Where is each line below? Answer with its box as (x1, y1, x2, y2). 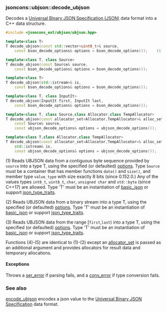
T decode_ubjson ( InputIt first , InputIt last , (5, 98, 104, 103)
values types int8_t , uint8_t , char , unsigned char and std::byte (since (5, 178, 151, 185)
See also (5, 285, 27, 292)
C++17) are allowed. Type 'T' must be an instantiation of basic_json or (5, 184, 149, 190)
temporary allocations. (5, 250, 52, 256)
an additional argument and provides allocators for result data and (5, 244, 141, 250)
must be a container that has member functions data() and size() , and (5, 168, 151, 174)
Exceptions (5, 261, 29, 267)
